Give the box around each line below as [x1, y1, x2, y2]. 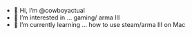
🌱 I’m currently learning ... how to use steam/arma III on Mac [13, 21, 186, 28]
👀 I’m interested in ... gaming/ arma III [13, 13, 120, 22]
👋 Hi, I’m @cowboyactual [13, 7, 85, 14]
